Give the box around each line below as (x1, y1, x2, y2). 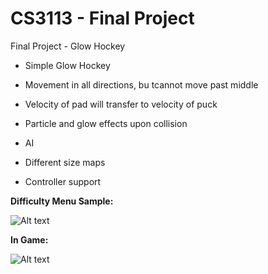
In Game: (10, 233, 49, 246)
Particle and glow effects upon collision (24, 117, 188, 129)
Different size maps (24, 156, 106, 168)
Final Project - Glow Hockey (10, 40, 126, 52)
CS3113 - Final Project (10, 7, 195, 30)
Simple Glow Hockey (24, 59, 111, 71)
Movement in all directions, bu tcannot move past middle (24, 78, 259, 91)
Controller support (24, 175, 102, 187)
